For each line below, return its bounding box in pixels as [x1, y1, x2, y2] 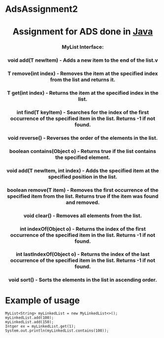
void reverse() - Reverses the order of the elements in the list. [7, 134, 158, 141]
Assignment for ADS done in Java [12, 26, 153, 38]
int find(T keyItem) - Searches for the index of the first [16, 109, 149, 115]
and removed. [66, 199, 100, 206]
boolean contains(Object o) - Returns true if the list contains [9, 148, 157, 154]
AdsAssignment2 [5, 3, 78, 15]
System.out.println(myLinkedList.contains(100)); [5, 328, 109, 334]
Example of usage [5, 295, 80, 306]
